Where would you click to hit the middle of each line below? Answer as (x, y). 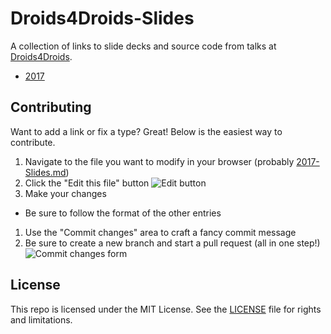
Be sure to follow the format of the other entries (123, 213)
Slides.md (45, 172)
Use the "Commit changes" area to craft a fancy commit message (160, 232)
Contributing (51, 107)
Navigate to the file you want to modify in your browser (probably (159, 161)
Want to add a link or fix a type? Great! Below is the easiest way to (146, 131)
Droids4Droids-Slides (102, 18)
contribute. (33, 142)
